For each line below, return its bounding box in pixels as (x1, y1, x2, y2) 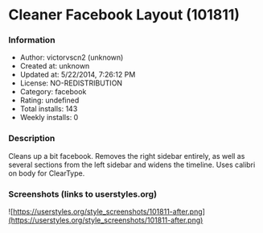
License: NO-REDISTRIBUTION (19, 78, 123, 88)
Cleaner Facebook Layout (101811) (8, 6, 240, 24)
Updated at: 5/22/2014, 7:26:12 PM (19, 70, 136, 80)
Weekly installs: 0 (19, 113, 79, 123)
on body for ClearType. (8, 168, 85, 178)
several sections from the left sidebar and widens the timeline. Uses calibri (8, 160, 256, 169)
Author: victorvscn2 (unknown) (19, 52, 124, 62)
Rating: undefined (19, 95, 80, 106)
